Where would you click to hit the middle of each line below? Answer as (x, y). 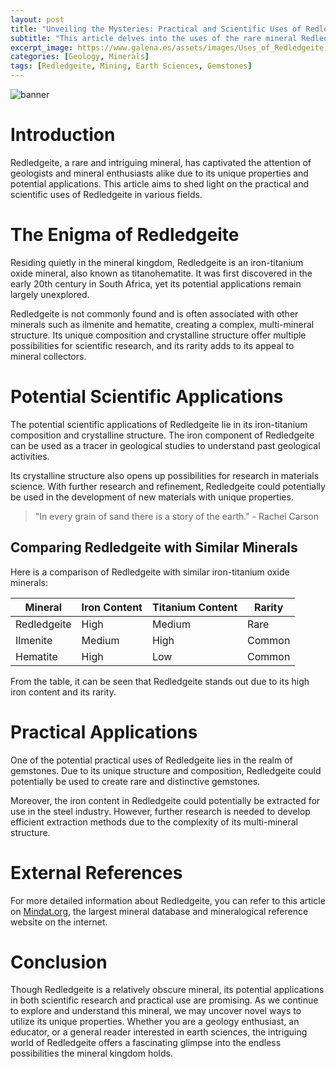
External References (96, 872)
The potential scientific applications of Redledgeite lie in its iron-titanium (159, 424)
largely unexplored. (50, 294)
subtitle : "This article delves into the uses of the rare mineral (154, 38)
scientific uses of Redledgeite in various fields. (106, 194)
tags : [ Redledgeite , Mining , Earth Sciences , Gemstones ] (131, 66)
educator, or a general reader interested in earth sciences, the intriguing (159, 1032)
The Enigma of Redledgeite (125, 235)
